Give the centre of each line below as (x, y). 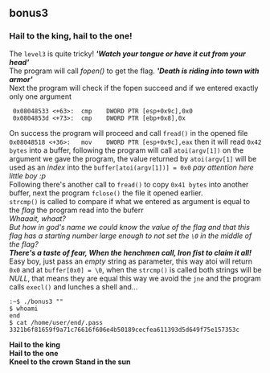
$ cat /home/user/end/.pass (56, 322)
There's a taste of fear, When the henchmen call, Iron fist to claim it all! (131, 252)
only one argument (40, 96)
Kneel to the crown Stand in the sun (70, 362)
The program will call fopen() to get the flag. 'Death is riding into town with (134, 71)
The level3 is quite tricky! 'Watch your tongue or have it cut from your (127, 53)
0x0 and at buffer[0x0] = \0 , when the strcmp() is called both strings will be (135, 269)
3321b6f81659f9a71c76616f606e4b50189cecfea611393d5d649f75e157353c (125, 330)
